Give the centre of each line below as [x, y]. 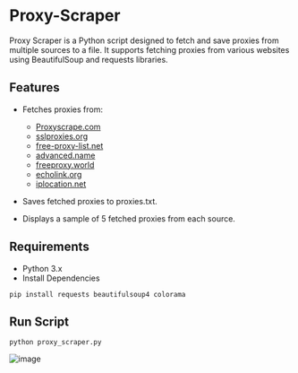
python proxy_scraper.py [55, 343]
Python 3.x [42, 268]
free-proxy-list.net [69, 145]
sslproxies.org [62, 136]
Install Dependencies [61, 278]
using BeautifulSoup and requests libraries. [89, 59]
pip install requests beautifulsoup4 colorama [98, 294]
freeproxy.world [65, 165]
